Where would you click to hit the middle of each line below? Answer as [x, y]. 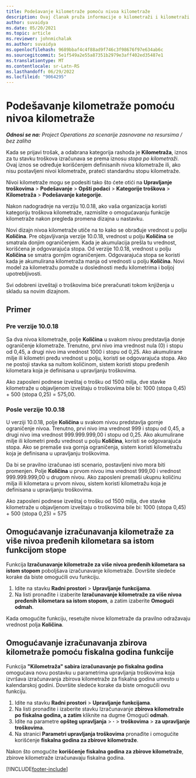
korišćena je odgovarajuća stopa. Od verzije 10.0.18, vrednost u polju [89, 249]
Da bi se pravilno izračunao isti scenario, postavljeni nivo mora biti [86, 465]
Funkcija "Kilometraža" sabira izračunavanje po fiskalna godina [85, 666]
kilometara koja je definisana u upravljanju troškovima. [71, 370]
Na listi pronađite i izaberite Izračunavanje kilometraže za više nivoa [98, 594]
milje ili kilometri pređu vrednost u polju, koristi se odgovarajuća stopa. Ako [97, 358]
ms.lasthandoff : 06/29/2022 [40, 72]
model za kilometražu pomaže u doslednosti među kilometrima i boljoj [90, 268]
